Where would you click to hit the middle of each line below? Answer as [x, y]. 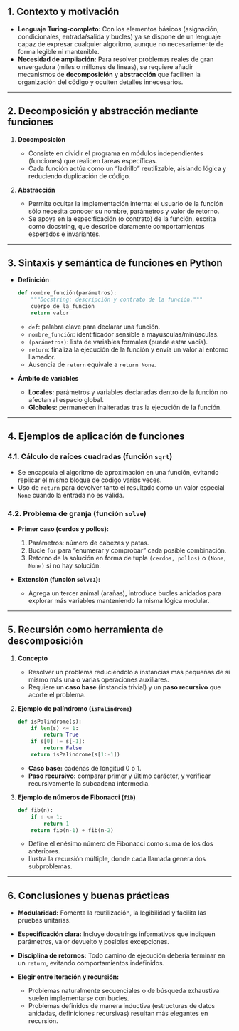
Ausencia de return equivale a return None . [92, 364]
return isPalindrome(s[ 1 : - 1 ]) [75, 755]
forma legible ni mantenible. [58, 51]
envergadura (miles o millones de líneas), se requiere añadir [105, 66]
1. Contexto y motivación [63, 12]
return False [63, 748]
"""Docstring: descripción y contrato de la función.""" [117, 300]
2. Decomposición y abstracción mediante [103, 111]
